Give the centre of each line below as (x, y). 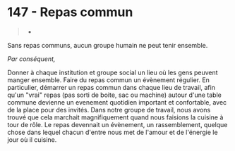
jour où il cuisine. (32, 139)
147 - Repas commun (70, 12)
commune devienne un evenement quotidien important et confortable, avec (117, 102)
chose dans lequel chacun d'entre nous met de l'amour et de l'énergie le (113, 132)
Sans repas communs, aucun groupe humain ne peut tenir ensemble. (108, 45)
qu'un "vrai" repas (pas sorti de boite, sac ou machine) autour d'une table (115, 95)
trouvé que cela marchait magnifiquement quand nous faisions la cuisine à (115, 117)
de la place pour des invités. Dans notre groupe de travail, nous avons (109, 110)
